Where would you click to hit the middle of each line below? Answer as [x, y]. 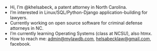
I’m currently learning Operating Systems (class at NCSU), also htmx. [81, 33]
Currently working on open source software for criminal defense [76, 23]
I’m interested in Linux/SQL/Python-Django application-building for [79, 12]
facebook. [20, 44]
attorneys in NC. [27, 28]
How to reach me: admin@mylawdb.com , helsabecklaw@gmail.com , [80, 39]
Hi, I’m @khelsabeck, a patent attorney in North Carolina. [68, 7]
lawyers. [18, 18]
